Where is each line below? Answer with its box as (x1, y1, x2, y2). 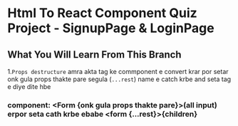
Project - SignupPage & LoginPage (7, 20, 215, 36)
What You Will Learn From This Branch (7, 48, 182, 61)
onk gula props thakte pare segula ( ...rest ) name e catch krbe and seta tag (7, 75, 232, 83)
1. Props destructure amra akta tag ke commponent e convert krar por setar (7, 68, 229, 75)
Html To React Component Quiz (7, 5, 197, 21)
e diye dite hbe (7, 83, 51, 90)
